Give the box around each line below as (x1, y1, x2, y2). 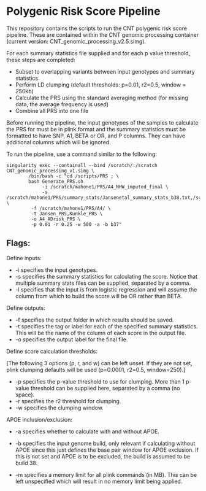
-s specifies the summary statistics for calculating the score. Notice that (15, 273, 198, 280)
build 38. (15, 459, 38, 466)
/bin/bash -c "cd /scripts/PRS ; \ (28, 173, 120, 179)
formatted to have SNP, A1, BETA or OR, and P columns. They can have (6, 132, 186, 139)
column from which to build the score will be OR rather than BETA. (15, 292, 183, 300)
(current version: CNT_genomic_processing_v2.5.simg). (6, 37, 146, 45)
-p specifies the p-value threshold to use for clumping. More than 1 (15, 377, 185, 385)
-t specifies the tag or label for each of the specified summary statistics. (15, 322, 198, 330)
